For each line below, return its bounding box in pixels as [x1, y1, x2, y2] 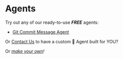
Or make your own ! [5, 48, 45, 54]
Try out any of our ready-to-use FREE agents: [5, 19, 99, 25]
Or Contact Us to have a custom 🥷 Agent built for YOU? [5, 38, 119, 45]
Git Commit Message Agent [12, 29, 69, 35]
